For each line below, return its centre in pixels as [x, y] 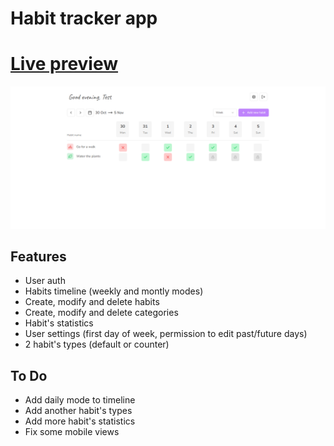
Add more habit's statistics [80, 421]
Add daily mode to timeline [80, 400]
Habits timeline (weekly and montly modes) [114, 291]
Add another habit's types [78, 411]
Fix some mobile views [72, 432]
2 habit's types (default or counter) [97, 344]
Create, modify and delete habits [92, 302]
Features [38, 256]
